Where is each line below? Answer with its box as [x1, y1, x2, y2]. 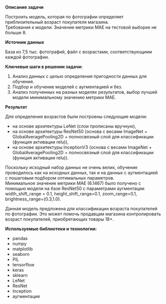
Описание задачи [5, 4, 44, 10]
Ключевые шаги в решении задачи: [5, 64, 83, 69]
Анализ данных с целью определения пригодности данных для [12, 73, 147, 79]
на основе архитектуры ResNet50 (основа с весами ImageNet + [12, 128, 148, 134]
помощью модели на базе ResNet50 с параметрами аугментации [5, 185, 145, 191]
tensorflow [12, 262, 35, 267]
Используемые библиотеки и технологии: [5, 226, 97, 232]
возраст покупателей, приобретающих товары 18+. [5, 216, 114, 222]
